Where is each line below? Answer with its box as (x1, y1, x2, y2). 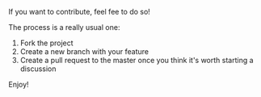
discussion (19, 64, 57, 74)
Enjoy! (8, 80, 30, 89)
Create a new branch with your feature (19, 47, 149, 56)
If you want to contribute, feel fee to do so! (8, 7, 151, 16)
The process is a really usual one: (8, 23, 120, 32)
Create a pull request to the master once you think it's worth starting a (19, 56, 254, 65)
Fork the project (19, 38, 74, 48)
